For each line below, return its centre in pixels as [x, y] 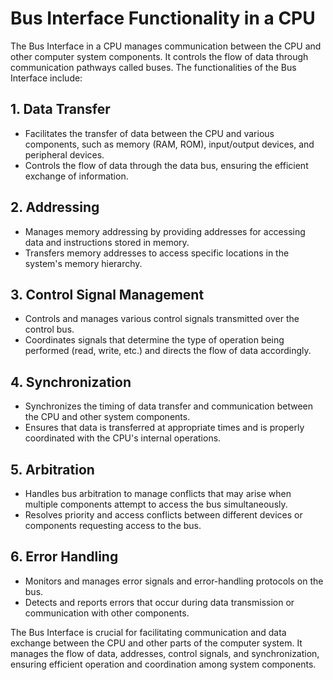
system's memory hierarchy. [83, 263]
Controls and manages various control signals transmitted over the [162, 319]
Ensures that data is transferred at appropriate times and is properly [164, 428]
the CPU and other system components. [107, 417]
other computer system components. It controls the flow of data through [159, 56]
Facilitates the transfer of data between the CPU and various [149, 133]
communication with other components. [107, 613]
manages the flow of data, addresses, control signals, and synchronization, [165, 653]
